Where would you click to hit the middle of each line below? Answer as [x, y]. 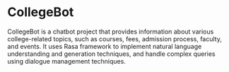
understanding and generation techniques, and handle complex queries [111, 54]
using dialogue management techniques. [66, 61]
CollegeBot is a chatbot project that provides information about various [111, 31]
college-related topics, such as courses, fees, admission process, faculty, [115, 38]
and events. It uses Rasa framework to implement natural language [105, 46]
